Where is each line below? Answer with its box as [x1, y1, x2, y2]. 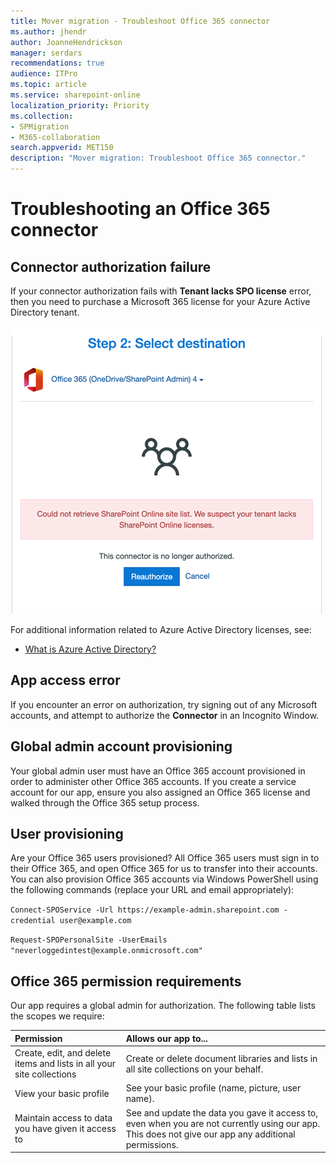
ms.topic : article [10, 80, 87, 90]
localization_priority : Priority [10, 100, 150, 110]
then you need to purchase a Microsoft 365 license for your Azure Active [10, 296, 311, 307]
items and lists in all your [14, 1058, 116, 1069]
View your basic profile [14, 1087, 110, 1099]
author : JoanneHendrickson [10, 37, 123, 47]
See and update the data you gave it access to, [125, 1106, 319, 1119]
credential [10, 916, 56, 926]
